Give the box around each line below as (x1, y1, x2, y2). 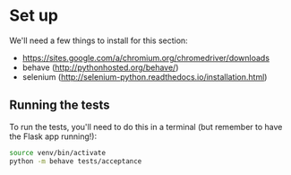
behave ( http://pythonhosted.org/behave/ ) (21, 62, 179, 73)
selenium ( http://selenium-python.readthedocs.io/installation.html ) (21, 71, 268, 82)
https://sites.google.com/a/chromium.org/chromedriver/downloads (21, 52, 270, 63)
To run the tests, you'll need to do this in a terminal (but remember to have (9, 121, 283, 132)
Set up (9, 5, 58, 26)
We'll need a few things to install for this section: (9, 35, 188, 46)
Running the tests (9, 98, 110, 113)
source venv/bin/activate (9, 148, 106, 157)
